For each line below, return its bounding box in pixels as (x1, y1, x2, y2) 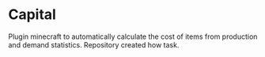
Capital (8, 6, 57, 24)
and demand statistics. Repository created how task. (8, 40, 180, 49)
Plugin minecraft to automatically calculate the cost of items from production (8, 32, 258, 41)
